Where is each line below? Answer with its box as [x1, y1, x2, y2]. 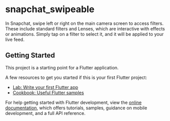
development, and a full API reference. [5, 110, 86, 116]
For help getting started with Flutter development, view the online [5, 99, 142, 105]
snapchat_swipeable [5, 4, 95, 15]
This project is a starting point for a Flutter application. [5, 64, 119, 70]
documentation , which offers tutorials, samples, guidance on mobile [5, 105, 147, 111]
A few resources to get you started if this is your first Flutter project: [5, 74, 147, 80]
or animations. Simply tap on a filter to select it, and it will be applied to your [5, 31, 164, 37]
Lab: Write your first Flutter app [12, 84, 79, 90]
